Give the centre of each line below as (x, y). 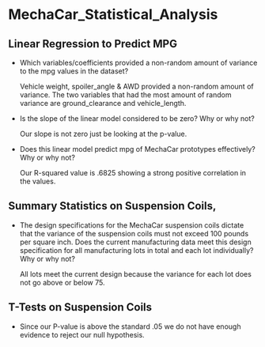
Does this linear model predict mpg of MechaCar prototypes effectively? (137, 149)
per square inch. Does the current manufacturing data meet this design (135, 242)
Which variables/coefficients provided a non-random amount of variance (138, 62)
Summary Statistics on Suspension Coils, (112, 206)
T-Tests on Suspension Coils (80, 307)
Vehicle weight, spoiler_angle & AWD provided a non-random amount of (137, 86)
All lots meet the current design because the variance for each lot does (135, 273)
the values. (38, 181)
